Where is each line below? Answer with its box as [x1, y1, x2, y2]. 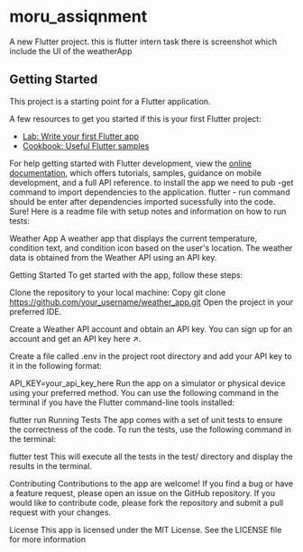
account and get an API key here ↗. [9, 333, 142, 344]
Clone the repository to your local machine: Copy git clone [9, 287, 226, 298]
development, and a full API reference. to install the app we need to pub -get [9, 177, 294, 188]
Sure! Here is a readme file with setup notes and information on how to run [9, 206, 287, 216]
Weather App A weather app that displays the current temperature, [9, 233, 258, 244]
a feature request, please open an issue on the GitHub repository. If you [9, 487, 276, 498]
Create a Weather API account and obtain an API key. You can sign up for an [9, 323, 293, 335]
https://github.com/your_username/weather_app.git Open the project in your [9, 296, 294, 308]
